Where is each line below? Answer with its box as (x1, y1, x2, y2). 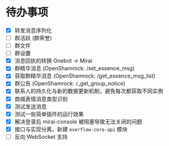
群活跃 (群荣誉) (14, 35, 52, 41)
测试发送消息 (14, 102, 47, 110)
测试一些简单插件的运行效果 (14, 110, 84, 118)
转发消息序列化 (14, 27, 52, 34)
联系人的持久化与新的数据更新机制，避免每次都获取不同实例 (14, 87, 164, 95)
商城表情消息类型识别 (14, 95, 68, 102)
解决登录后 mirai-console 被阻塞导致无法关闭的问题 (14, 118, 143, 125)
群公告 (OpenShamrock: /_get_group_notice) (14, 80, 125, 87)
